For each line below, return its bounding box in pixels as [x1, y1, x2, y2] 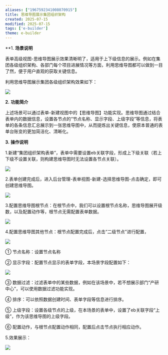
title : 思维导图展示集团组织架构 [5, 12, 66, 17]
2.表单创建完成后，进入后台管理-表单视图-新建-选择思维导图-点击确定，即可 [5, 176, 162, 182]
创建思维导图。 [5, 183, 36, 188]
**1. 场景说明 [5, 45, 33, 51]
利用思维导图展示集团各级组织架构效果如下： [5, 79, 97, 85]
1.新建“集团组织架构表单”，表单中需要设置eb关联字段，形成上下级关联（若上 [5, 150, 162, 155]
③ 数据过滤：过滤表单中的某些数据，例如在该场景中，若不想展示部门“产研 [5, 279, 159, 285]
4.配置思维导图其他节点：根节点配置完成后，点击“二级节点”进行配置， [5, 229, 149, 235]
